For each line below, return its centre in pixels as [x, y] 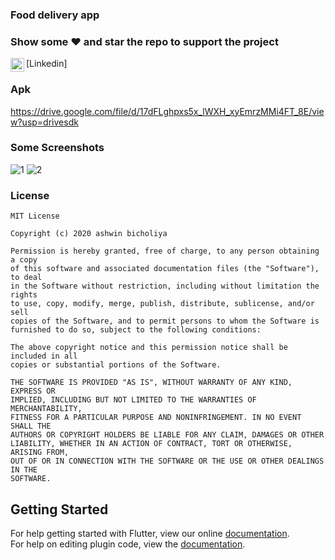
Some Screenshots [57, 148]
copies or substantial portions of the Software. [116, 365]
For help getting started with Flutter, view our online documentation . [150, 533]
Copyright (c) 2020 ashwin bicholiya [89, 234]
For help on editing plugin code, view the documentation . [128, 544]
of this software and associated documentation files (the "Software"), [165, 269]
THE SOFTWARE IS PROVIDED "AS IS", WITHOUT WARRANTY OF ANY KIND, [151, 383]
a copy [24, 260]
